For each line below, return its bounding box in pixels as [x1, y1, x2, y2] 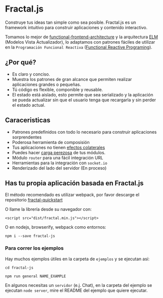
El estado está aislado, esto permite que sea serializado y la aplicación [12, 92, 154, 97]
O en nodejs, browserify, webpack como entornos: [5, 224, 107, 230]
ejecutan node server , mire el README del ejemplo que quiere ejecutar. [5, 287, 148, 293]
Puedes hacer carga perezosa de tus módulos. [12, 149, 106, 156]
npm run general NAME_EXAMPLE [5, 274, 66, 279]
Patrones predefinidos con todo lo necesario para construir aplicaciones [12, 129, 157, 135]
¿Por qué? [5, 58, 36, 66]
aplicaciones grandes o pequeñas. [12, 81, 81, 87]
